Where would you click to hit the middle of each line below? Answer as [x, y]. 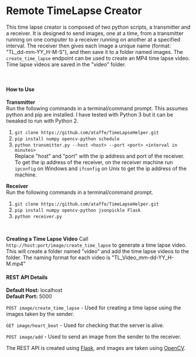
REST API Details [27, 277]
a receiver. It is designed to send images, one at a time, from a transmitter [95, 33]
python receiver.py [38, 217]
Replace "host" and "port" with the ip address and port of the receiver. [99, 156]
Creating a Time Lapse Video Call [47, 239]
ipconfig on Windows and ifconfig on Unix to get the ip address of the [101, 169]
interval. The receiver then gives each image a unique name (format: [89, 46]
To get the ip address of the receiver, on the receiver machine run [94, 162]
